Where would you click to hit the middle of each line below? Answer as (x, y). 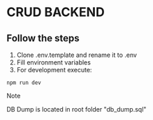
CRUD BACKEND (56, 12)
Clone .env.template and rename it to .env (77, 55)
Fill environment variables (54, 62)
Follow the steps (43, 38)
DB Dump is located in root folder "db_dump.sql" (76, 109)
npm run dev (24, 83)
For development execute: (54, 70)
